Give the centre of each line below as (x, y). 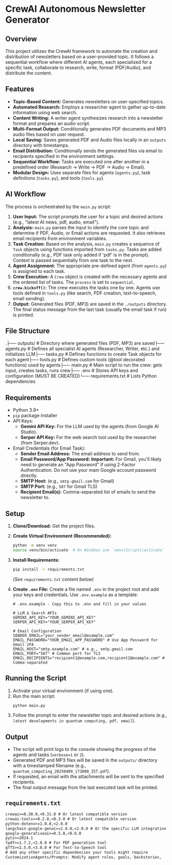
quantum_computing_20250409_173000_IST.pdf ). (61, 771)
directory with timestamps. (41, 145)
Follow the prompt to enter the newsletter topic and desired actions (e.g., (90, 715)
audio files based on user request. (49, 134)
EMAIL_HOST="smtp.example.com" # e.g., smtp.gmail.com (73, 649)
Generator (27, 20)
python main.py (29, 705)
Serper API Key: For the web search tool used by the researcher (88, 437)
